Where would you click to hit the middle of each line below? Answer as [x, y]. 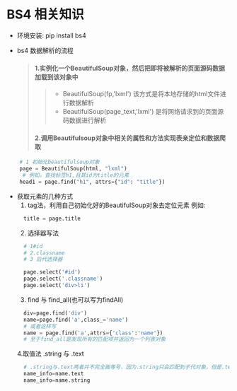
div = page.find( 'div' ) [56, 313]
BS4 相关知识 [45, 14]
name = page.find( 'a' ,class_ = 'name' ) [76, 320]
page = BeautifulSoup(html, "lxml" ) [74, 169]
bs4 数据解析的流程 [45, 50]
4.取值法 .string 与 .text [50, 354]
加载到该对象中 [56, 77]
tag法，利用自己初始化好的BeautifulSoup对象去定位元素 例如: [116, 205]
